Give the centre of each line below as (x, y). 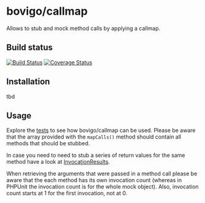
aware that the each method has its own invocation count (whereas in (94, 180)
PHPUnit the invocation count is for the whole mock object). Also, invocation (102, 187)
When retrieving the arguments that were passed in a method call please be (102, 174)
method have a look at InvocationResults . (58, 162)
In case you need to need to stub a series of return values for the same (96, 155)
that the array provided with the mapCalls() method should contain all (94, 137)
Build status (30, 48)
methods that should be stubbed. (48, 144)
